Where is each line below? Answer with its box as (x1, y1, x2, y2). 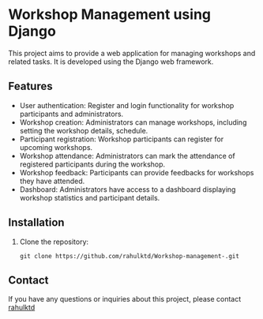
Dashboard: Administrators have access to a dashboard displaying (19, 184, 236, 194)
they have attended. (19, 176, 85, 186)
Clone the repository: (19, 237, 89, 246)
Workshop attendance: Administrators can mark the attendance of (19, 151, 235, 160)
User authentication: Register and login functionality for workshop (19, 100, 235, 110)
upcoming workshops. (19, 142, 93, 152)
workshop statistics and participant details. (19, 193, 160, 202)
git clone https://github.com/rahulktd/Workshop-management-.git (19, 252, 239, 260)
